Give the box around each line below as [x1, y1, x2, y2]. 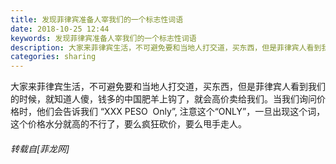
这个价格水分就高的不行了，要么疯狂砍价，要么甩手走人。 [10, 118, 247, 130]
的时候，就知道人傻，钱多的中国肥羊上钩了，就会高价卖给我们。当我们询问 [10, 93, 317, 105]
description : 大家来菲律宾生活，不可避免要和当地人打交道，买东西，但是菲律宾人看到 [10, 42, 322, 53]
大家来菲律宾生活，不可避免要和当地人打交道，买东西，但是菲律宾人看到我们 [10, 81, 326, 93]
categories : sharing [10, 52, 97, 62]
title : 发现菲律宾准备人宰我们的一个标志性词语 [10, 14, 184, 25]
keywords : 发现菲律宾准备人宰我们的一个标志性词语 [10, 33, 197, 43]
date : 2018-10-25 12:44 [10, 24, 110, 34]
